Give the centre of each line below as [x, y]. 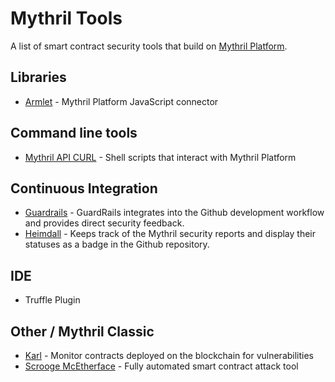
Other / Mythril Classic [82, 331]
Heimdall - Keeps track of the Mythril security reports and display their [170, 234]
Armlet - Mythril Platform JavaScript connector [121, 101]
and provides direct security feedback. [104, 223]
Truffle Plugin [52, 300]
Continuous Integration [84, 188]
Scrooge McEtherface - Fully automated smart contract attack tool [161, 366]
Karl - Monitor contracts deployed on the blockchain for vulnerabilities [169, 355]
